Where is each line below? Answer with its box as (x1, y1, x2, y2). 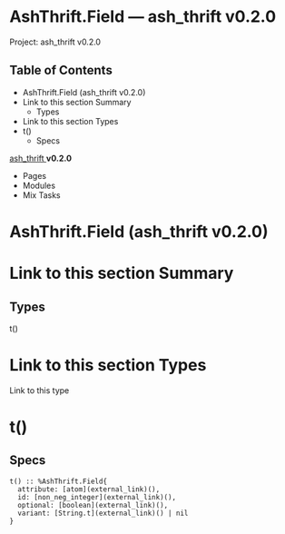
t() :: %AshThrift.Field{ (9, 477, 107, 486)
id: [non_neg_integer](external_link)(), (17, 492, 177, 501)
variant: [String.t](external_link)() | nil (17, 509, 189, 518)
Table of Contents (9, 63, 113, 78)
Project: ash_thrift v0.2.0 (9, 36, 102, 47)
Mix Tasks (22, 189, 61, 201)
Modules (22, 180, 56, 191)
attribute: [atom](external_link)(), (17, 484, 161, 494)
